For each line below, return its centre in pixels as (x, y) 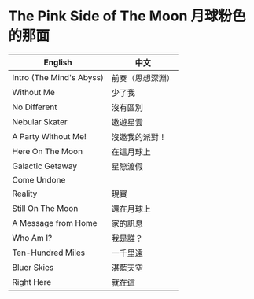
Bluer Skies (33, 267)
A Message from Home (55, 223)
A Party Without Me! (49, 136)
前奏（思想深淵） (143, 78)
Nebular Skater (40, 121)
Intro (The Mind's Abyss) (58, 77)
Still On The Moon (45, 208)
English (58, 62)
